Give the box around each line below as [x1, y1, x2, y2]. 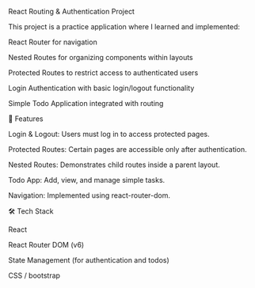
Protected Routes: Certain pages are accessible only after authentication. [8, 145, 247, 153]
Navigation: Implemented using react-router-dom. [8, 191, 171, 200]
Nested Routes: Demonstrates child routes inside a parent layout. [8, 160, 220, 169]
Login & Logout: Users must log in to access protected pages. [8, 130, 210, 138]
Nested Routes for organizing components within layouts [8, 53, 194, 62]
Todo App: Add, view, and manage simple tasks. [8, 176, 166, 184]
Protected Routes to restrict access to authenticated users [8, 68, 199, 78]
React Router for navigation [8, 37, 97, 47]
